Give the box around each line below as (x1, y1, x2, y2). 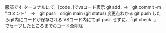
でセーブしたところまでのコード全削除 (5, 23, 83, 29)
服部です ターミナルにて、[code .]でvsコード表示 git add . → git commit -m (5, 4, 161, 10)
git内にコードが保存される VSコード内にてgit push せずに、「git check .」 (9, 17, 159, 22)
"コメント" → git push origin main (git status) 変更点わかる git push (5, 10, 151, 16)
